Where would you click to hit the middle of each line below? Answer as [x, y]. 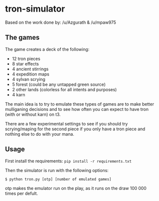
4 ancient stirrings [30, 69]
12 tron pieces [26, 59]
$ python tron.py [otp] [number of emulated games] [58, 179]
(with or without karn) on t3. [33, 114]
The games [22, 38]
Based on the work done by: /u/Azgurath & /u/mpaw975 [61, 22]
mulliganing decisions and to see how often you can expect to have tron [77, 109]
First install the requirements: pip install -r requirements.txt [68, 161]
